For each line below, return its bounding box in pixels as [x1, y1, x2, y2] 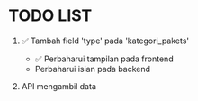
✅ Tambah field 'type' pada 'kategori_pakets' [21, 35, 190, 46]
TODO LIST [8, 5, 93, 26]
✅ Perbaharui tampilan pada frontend [34, 53, 174, 64]
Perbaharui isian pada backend [34, 63, 150, 74]
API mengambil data [21, 80, 96, 91]
